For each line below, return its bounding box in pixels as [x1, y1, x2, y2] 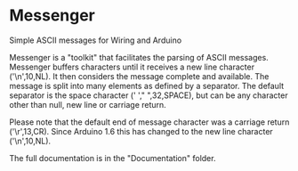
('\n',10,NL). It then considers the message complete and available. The [9, 70, 270, 81]
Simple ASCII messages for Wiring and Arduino [9, 35, 182, 45]
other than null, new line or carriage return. [9, 99, 166, 110]
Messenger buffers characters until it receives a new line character [9, 61, 255, 72]
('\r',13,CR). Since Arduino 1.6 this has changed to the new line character [9, 126, 273, 136]
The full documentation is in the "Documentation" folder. [9, 152, 216, 163]
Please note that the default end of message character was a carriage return [9, 117, 290, 127]
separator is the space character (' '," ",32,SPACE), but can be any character [9, 90, 288, 101]
